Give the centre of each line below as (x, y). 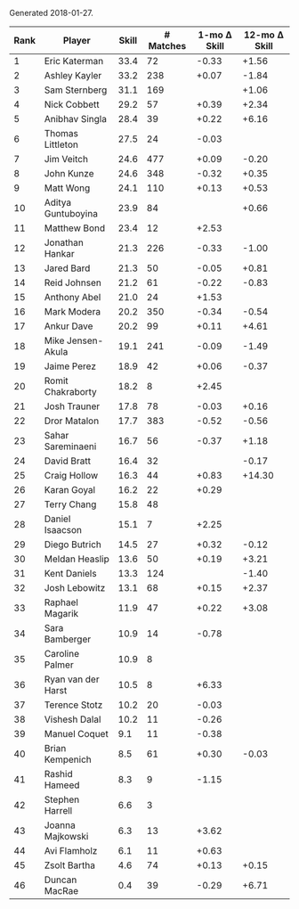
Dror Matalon (72, 421)
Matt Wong (67, 188)
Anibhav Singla (75, 119)
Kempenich (68, 759)
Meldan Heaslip (77, 559)
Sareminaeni (70, 446)
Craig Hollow (71, 475)
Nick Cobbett (72, 104)
